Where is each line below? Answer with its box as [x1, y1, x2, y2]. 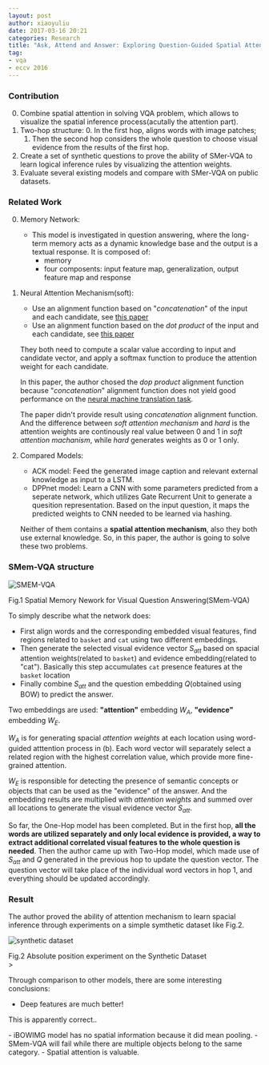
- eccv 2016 [8, 64, 48, 72]
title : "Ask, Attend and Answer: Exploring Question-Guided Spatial [8, 42, 242, 50]
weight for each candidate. [19, 362, 109, 372]
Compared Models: [19, 451, 84, 460]
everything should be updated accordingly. [8, 874, 151, 883]
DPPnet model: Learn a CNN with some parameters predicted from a [31, 484, 259, 493]
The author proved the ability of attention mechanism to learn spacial [8, 912, 236, 922]
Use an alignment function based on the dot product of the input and [31, 321, 259, 331]
